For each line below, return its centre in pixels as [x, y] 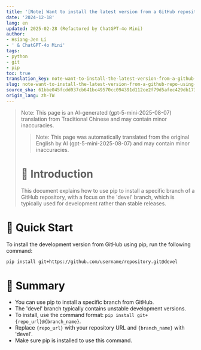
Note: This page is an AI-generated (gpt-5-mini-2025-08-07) [96, 112]
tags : [13, 51]
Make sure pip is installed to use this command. [74, 340]
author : [16, 34]
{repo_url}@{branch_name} [47, 322]
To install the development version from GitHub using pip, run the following [99, 244]
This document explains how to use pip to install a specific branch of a [108, 190]
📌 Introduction [57, 174]
